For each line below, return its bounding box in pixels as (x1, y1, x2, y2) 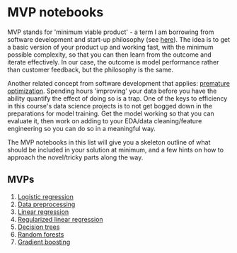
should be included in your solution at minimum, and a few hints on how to (7, 145, 224, 154)
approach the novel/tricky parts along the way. (7, 153, 144, 162)
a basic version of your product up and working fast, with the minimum (7, 43, 214, 51)
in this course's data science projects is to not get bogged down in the (7, 101, 213, 110)
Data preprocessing (17, 200, 76, 208)
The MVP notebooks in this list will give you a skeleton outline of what (7, 137, 211, 146)
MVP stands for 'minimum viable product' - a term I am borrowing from (7, 28, 214, 36)
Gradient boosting (17, 237, 71, 246)
